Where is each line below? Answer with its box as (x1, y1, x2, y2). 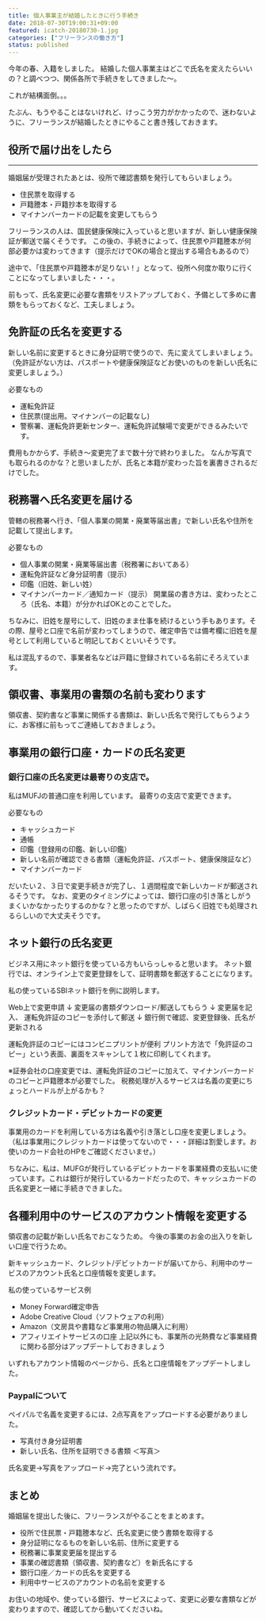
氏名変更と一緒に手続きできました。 (8, 1183, 127, 1194)
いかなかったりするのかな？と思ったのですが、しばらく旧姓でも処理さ (21, 901, 251, 910)
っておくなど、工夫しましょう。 (35, 299, 139, 309)
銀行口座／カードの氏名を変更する (19, 1568, 131, 1577)
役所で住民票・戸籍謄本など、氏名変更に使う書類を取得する (19, 1528, 215, 1538)
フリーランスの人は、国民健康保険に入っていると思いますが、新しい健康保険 (8, 226, 257, 236)
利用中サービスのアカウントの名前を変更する (19, 1577, 166, 1587)
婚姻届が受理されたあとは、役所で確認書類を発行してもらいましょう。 (8, 172, 237, 182)
